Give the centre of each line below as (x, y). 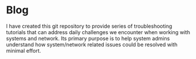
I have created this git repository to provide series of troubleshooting (89, 26)
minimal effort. (23, 50)
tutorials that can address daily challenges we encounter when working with (98, 32)
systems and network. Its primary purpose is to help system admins (88, 38)
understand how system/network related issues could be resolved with (92, 45)
